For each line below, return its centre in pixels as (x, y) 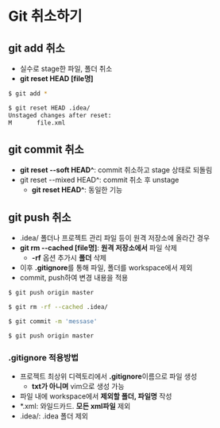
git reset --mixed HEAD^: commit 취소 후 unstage (99, 180)
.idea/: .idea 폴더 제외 (54, 416)
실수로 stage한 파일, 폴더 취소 (66, 69)
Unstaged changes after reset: (60, 115)
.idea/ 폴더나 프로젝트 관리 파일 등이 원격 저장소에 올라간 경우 (115, 238)
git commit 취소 (46, 149)
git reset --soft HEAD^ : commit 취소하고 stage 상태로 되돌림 (116, 170)
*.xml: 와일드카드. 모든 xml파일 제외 (75, 406)
